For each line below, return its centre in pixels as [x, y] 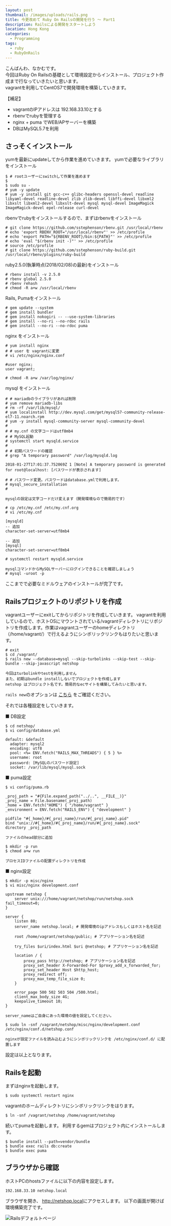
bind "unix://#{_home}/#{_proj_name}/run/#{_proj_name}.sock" [73, 823]
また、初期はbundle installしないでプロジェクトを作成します [63, 679]
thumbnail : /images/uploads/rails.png [46, 15]
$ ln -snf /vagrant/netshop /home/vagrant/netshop [60, 1115]
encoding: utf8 [26, 749]
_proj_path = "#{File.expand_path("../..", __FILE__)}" [66, 796]
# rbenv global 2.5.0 [28, 279]
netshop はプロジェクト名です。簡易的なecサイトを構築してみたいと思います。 [77, 685]
